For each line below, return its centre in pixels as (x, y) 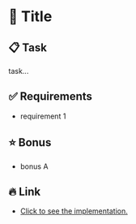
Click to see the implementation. (74, 211)
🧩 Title (30, 17)
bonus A (34, 166)
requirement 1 (43, 116)
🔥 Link (25, 192)
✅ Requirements (51, 97)
